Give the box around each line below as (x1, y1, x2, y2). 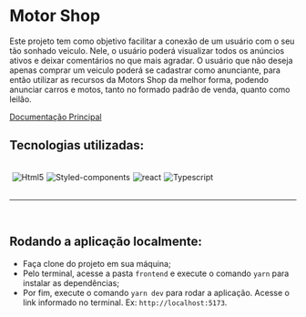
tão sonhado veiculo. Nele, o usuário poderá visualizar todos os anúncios (9, 45, 285, 56)
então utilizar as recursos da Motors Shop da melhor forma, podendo (9, 74, 269, 85)
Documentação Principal (9, 111, 102, 122)
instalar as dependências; (22, 277, 120, 288)
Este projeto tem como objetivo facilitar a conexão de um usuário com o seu (9, 36, 295, 46)
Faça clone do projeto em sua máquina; (22, 258, 171, 269)
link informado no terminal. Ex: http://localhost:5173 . (22, 297, 228, 308)
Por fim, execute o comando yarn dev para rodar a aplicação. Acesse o (22, 287, 290, 298)
